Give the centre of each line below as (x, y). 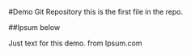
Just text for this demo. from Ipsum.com (75, 43)
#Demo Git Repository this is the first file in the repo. (96, 12)
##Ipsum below (34, 27)
